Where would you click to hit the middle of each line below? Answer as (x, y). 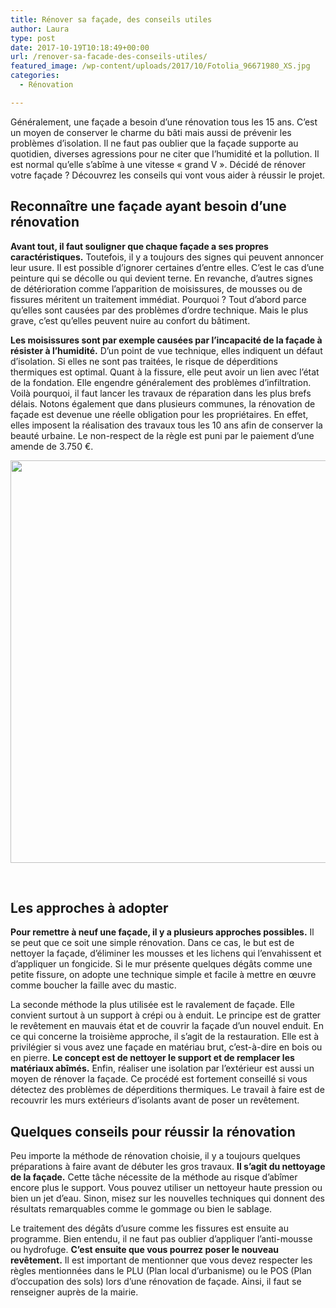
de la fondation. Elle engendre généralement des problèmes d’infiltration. (161, 382)
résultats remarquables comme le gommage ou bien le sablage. (141, 1209)
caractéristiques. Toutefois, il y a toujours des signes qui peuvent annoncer (167, 257)
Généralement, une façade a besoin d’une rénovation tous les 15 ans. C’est (164, 122)
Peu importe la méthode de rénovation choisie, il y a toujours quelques (155, 1156)
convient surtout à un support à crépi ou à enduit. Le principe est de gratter (166, 1015)
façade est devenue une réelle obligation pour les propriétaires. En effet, (159, 414)
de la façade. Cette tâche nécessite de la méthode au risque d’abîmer (154, 1177)
